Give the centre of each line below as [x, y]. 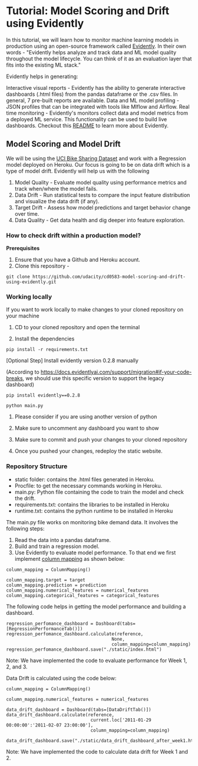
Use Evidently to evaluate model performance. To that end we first [95, 552]
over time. [27, 213]
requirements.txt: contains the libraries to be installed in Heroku [92, 504]
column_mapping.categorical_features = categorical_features [83, 595]
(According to [23, 372]
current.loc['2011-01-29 [121, 720]
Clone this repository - [42, 266]
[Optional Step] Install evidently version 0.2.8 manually [72, 361]
